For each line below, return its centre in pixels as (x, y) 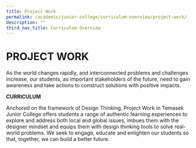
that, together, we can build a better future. (58, 139)
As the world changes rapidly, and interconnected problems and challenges (97, 73)
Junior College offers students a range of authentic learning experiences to (97, 114)
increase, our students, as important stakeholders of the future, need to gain (98, 79)
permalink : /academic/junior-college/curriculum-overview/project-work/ (97, 17)
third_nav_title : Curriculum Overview (53, 28)
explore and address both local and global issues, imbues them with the (93, 121)
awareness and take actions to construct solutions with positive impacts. (94, 85)
